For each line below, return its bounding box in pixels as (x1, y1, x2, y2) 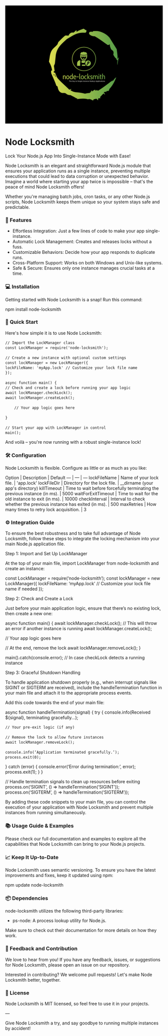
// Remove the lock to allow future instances (5, 735, 104, 740)
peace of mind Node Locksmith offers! (5, 183, 84, 190)
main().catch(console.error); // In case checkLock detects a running (5, 655, 145, 661)
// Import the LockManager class (5, 340, 75, 345)
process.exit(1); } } (5, 769, 43, 775)
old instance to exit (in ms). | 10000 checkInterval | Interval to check (5, 496, 145, 502)
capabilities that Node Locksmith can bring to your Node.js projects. (5, 841, 145, 847)
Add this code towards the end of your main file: (5, 700, 104, 706)
